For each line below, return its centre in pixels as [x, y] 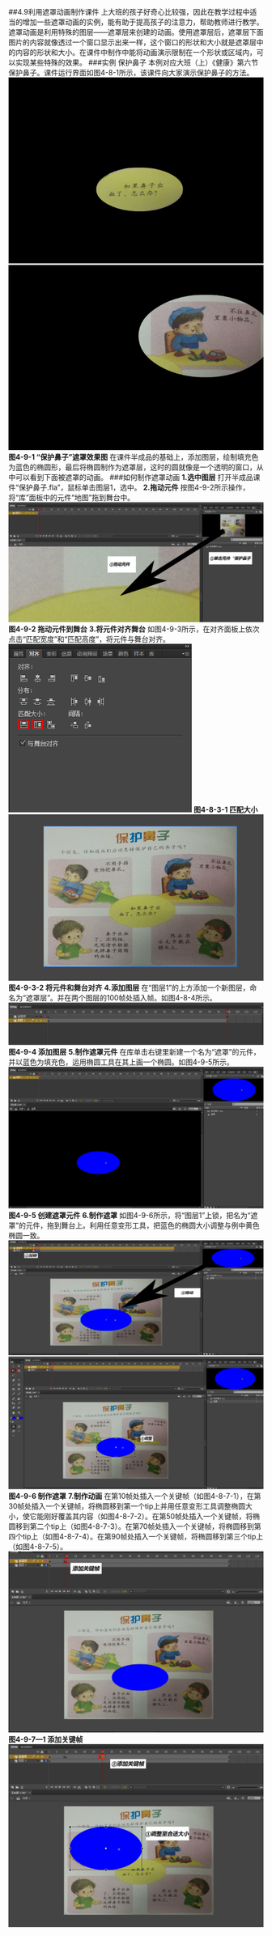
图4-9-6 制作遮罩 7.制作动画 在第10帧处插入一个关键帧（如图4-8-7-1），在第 [135, 1496]
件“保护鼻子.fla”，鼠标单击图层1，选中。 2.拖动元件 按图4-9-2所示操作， [129, 487]
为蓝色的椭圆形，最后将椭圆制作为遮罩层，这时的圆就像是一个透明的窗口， [132, 467]
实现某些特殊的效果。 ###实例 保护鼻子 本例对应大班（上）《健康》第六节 [137, 62]
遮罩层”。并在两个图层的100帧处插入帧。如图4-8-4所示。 [121, 997]
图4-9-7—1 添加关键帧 [46, 1739]
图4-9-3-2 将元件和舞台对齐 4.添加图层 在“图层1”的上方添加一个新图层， [129, 987]
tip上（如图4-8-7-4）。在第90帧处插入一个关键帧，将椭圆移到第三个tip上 [143, 1536]
